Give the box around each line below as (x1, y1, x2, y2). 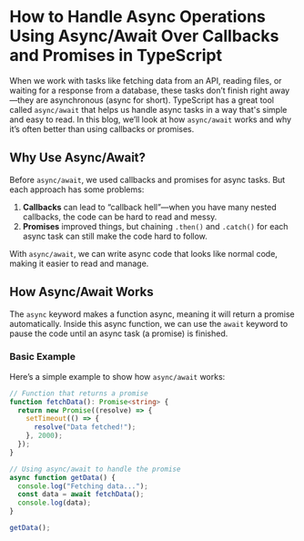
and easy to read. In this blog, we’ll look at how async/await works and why (9, 114, 292, 125)
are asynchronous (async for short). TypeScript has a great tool (35, 94, 275, 106)
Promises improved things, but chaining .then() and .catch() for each (22, 220, 289, 231)
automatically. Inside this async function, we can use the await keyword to (9, 318, 289, 329)
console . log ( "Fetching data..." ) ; (17, 481, 148, 491)
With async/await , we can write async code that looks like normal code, (9, 248, 278, 259)
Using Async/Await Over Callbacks (9, 26, 279, 46)
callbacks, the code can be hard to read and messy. (22, 211, 218, 222)
